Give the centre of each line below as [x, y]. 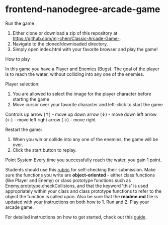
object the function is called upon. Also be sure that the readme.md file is [82, 196]
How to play [18, 59]
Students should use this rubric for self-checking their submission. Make [80, 169]
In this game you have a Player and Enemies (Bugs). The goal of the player [82, 69]
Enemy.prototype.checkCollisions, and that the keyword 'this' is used [77, 186]
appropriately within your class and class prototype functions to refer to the [83, 191]
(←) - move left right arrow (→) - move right [51, 119]
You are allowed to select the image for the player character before [82, 94]
